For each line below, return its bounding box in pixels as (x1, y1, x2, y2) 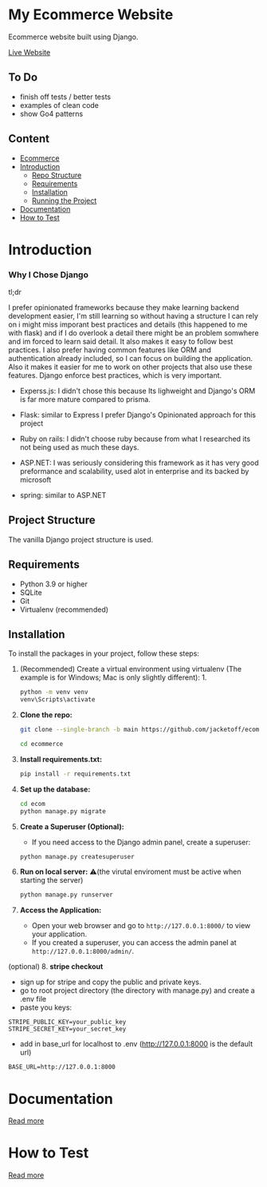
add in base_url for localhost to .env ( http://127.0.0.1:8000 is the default (19, 1039, 253, 1049)
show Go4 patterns (19, 109, 84, 118)
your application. (31, 929, 88, 939)
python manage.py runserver (19, 891, 113, 899)
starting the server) (19, 875, 84, 885)
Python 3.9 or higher (19, 579, 88, 589)
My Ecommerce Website (8, 6, 174, 24)
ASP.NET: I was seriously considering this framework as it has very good (19, 458, 259, 468)
